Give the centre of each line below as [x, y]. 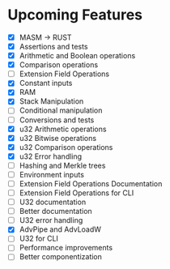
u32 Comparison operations [66, 147]
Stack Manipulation [51, 101]
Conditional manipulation [61, 110]
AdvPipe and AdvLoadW [60, 229]
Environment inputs [51, 174]
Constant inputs [46, 83]
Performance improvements [66, 248]
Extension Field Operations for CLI [76, 193]
